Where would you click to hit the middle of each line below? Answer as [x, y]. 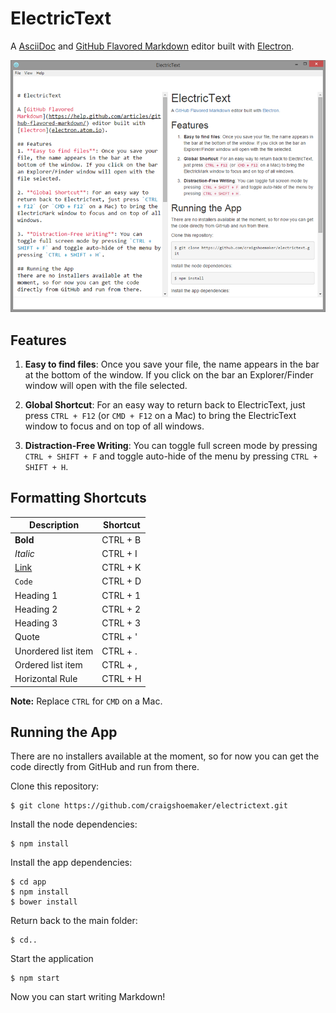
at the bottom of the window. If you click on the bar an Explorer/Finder [169, 374]
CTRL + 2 [121, 609]
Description [54, 525]
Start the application [52, 959]
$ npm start [35, 978]
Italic [24, 553]
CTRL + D [121, 581]
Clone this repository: [55, 786]
